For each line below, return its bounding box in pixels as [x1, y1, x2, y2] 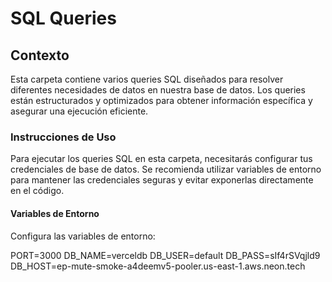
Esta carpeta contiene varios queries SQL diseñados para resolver [10, 73, 284, 85]
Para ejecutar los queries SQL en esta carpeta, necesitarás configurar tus [10, 153, 313, 165]
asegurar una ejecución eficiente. [10, 105, 149, 117]
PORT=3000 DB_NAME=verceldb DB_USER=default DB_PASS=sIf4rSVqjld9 [10, 249, 321, 261]
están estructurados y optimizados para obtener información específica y [10, 95, 313, 106]
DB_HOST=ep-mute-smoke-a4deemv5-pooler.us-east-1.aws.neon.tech [10, 260, 306, 272]
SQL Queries [10, 7, 117, 30]
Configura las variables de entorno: [10, 230, 156, 242]
